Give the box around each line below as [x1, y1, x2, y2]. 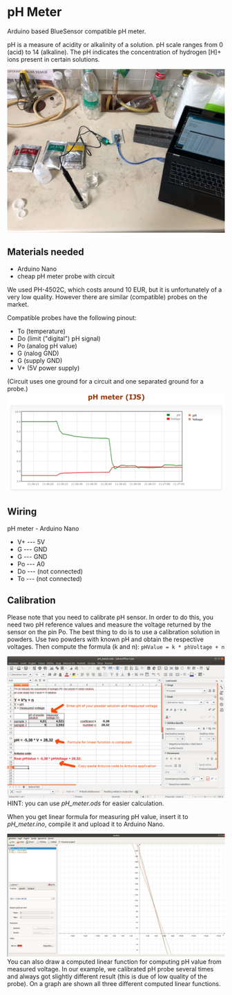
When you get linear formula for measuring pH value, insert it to [7, 813, 188, 821]
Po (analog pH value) [17, 341, 77, 350]
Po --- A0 [17, 559, 45, 568]
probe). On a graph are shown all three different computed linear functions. [7, 979, 221, 987]
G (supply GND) [17, 356, 63, 364]
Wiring [7, 506, 37, 518]
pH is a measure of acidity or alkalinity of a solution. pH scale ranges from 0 [7, 40, 223, 48]
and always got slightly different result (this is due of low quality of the [7, 972, 207, 980]
